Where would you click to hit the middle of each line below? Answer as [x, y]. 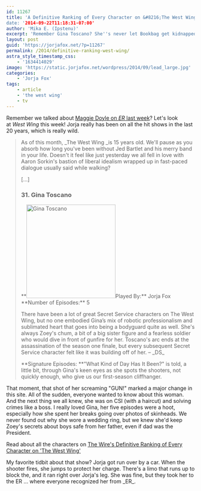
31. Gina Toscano [46, 195]
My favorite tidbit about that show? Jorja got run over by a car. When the [96, 462]
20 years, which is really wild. [43, 131]
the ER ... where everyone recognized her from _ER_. [71, 481]
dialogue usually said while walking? [66, 168]
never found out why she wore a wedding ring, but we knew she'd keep [94, 420]
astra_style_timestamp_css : [41, 56]
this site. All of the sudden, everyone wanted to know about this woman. [95, 394]
